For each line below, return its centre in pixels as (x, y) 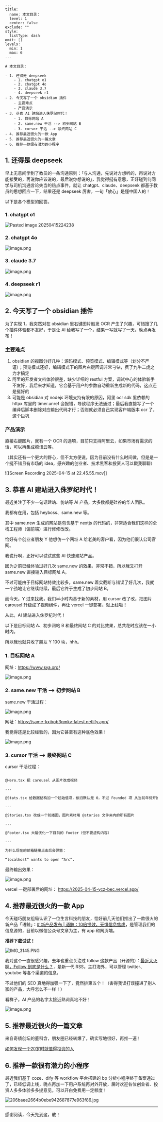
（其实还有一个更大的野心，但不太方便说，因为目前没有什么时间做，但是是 (79, 458)
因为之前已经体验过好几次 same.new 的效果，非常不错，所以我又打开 (74, 566)
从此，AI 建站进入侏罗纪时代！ (35, 615)
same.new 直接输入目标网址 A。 (37, 572)
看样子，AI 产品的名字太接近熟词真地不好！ (48, 1000)
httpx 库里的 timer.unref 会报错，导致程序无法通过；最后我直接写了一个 (83, 404)
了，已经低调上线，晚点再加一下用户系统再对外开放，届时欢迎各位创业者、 (79, 1084)
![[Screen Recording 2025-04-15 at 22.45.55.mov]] (56, 473)
